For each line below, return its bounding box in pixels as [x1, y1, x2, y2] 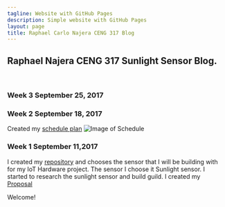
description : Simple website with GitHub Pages [7, 17, 147, 23]
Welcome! [7, 193, 36, 201]
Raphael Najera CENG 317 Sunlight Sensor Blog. [7, 55, 217, 66]
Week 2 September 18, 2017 [7, 108, 102, 118]
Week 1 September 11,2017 [7, 142, 98, 152]
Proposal [7, 179, 33, 188]
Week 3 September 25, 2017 [7, 90, 104, 100]
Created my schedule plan [7, 125, 82, 133]
